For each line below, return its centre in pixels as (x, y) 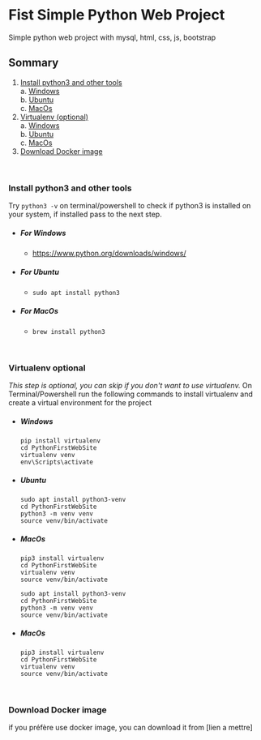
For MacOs (39, 310)
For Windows (43, 233)
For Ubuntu (39, 272)
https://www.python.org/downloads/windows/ (109, 254)
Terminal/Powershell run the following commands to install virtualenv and (131, 394)
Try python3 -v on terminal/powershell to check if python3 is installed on (130, 206)
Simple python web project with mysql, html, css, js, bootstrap (112, 37)
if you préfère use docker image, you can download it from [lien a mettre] (130, 728)
